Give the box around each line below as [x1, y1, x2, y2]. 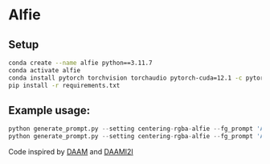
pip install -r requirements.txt [8, 81, 121, 89]
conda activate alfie [8, 66, 81, 74]
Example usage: [8, 103, 91, 117]
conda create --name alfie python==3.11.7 [8, 59, 153, 67]
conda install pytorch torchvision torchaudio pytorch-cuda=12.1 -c [8, 74, 243, 82]
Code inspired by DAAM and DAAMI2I [8, 147, 134, 157]
